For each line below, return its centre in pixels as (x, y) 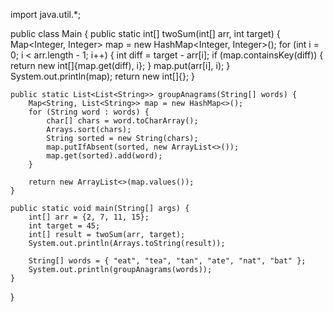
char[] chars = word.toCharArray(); (122, 121)
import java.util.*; (46, 14)
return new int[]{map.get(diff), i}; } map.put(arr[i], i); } (120, 65)
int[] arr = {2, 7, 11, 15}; (89, 217)
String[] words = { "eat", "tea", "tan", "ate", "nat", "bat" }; (167, 261)
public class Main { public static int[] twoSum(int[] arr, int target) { (145, 33)
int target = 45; (64, 226)
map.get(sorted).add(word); (104, 156)
